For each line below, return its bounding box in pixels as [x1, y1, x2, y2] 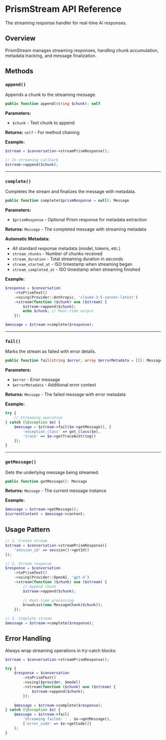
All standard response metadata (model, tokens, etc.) [12, 246, 121, 251]
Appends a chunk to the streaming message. [5, 92, 96, 98]
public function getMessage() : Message [5, 479, 87, 484]
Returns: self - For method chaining [5, 130, 80, 136]
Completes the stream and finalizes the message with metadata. [5, 189, 136, 195]
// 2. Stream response [5, 561, 52, 566]
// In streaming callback [5, 157, 58, 163]
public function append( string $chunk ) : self [5, 101, 100, 106]
